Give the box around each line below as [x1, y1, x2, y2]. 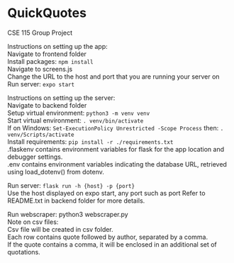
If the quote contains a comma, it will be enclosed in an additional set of [7, 240, 218, 249]
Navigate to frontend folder [7, 50, 87, 58]
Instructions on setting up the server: [7, 94, 116, 102]
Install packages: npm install [7, 57, 94, 65]
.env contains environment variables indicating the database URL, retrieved [7, 160, 227, 168]
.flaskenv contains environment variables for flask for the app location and [7, 145, 225, 153]
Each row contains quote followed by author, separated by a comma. [7, 233, 208, 241]
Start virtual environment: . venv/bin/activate [7, 116, 144, 125]
